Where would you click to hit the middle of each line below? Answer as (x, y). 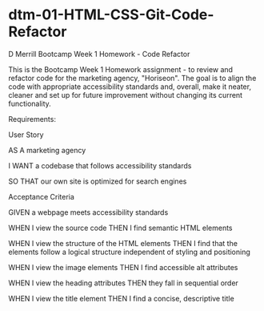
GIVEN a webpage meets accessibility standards (88, 212)
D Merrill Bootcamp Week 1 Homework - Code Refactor (99, 54)
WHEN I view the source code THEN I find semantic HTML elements (121, 228)
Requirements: (32, 119)
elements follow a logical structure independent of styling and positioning (129, 252)
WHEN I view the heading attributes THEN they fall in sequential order (123, 283)
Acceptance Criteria (41, 196)
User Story (26, 135)
